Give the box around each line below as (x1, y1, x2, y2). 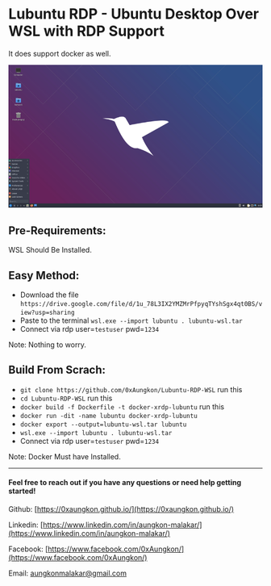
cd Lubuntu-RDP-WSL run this (19, 393, 113, 403)
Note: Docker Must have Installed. (8, 451, 121, 461)
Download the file (19, 290, 79, 299)
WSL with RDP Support (8, 22, 165, 40)
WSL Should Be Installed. (8, 245, 93, 255)
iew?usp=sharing (19, 308, 75, 317)
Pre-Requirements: (8, 224, 106, 237)
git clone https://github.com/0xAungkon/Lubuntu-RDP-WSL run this (19, 384, 243, 394)
